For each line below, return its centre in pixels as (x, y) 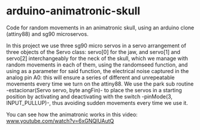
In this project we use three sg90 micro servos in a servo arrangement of (96, 46)
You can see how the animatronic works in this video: (72, 114)
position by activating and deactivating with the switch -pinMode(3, (89, 96)
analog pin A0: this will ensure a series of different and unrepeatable (90, 77)
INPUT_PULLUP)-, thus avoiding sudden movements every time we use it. (97, 102)
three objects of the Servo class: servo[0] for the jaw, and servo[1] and (93, 52)
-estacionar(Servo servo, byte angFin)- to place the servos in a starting (94, 90)
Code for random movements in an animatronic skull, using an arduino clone (100, 28)
